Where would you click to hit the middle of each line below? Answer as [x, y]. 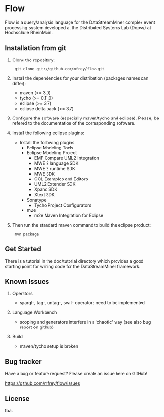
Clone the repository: [34, 60]
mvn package [27, 234]
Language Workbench [35, 312]
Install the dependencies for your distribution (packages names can [80, 78]
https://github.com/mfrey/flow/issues [43, 383]
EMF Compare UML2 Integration [67, 158]
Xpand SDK [46, 189]
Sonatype [36, 200]
